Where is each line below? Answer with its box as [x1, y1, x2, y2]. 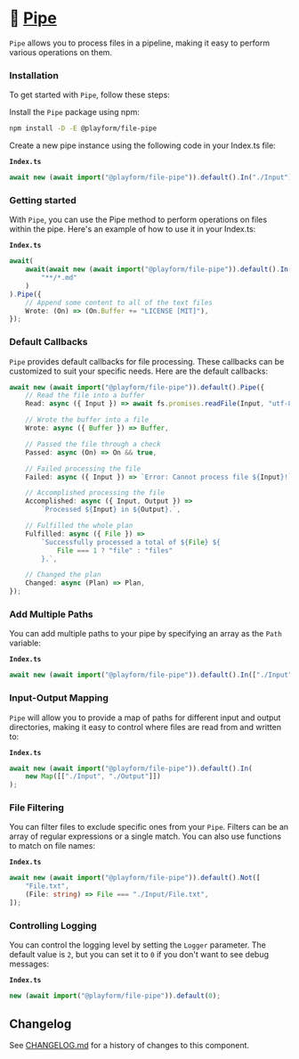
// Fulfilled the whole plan [25, 521, 133, 530]
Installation [9, 69, 60, 81]
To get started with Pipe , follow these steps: [9, 89, 171, 101]
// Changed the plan [25, 571, 101, 579]
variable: [9, 637, 42, 649]
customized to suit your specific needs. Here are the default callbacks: [9, 365, 269, 376]
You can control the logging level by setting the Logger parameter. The [9, 940, 267, 950]
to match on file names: [9, 841, 96, 851]
